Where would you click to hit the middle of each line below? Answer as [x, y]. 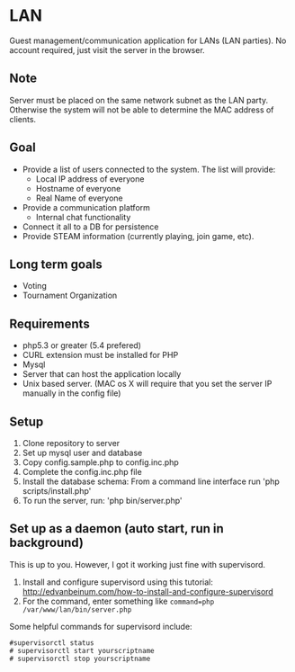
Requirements [49, 323]
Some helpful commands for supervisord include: [101, 626]
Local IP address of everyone [90, 179]
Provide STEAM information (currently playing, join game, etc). [138, 236]
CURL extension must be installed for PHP [100, 355]
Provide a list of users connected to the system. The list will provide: [149, 169]
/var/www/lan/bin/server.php [77, 609]
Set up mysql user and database [82, 452]
